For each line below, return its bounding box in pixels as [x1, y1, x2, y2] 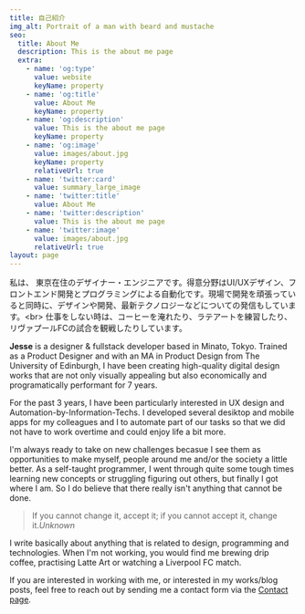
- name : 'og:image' [26, 140, 100, 150]
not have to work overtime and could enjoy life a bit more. [9, 426, 226, 438]
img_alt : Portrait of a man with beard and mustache [9, 22, 215, 31]
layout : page [9, 251, 59, 260]
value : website [33, 73, 92, 82]
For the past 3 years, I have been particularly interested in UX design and [9, 398, 285, 409]
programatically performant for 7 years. [9, 380, 158, 390]
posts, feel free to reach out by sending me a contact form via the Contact [9, 585, 289, 596]
